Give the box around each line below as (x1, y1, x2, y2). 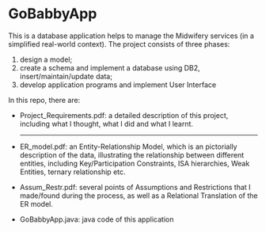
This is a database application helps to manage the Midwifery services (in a (8, 31, 255, 40)
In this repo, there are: (8, 95, 81, 105)
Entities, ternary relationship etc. (19, 167, 126, 177)
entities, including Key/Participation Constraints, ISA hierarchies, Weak (19, 158, 250, 168)
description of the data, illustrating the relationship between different (19, 150, 245, 159)
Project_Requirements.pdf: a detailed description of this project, (19, 110, 229, 120)
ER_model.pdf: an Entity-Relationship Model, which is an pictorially (19, 142, 237, 151)
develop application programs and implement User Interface (19, 80, 216, 89)
